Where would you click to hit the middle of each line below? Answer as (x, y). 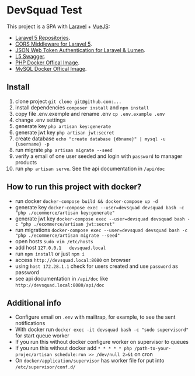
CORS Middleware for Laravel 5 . (53, 44)
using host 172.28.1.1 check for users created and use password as (97, 266)
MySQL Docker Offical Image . (51, 68)
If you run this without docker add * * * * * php (73, 348)
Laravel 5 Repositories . (43, 37)
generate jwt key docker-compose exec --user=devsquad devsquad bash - (102, 218)
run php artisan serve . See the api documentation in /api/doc (90, 168)
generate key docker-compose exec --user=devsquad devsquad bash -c (100, 207)
